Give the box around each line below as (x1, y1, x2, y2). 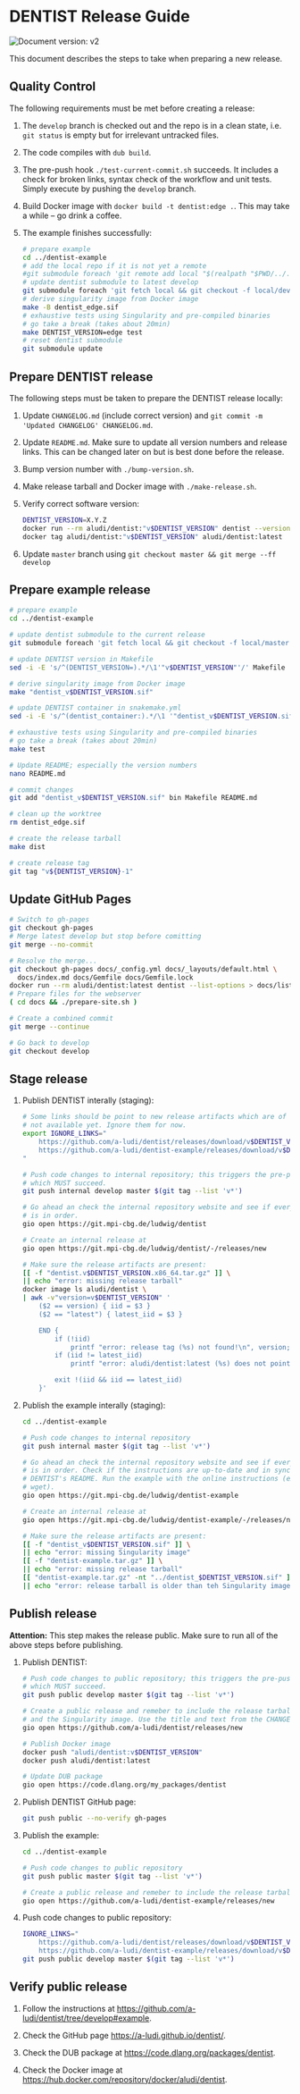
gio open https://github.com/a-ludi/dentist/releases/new (21, 1723, 243, 1732)
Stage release (9, 1071, 87, 1087)
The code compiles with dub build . (21, 147, 152, 157)
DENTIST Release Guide (9, 6, 190, 27)
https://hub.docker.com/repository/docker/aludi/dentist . (21, 2073, 228, 2084)
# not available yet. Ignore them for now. (21, 1121, 187, 1130)
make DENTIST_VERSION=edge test (21, 328, 143, 337)
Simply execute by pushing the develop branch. (21, 183, 196, 194)
